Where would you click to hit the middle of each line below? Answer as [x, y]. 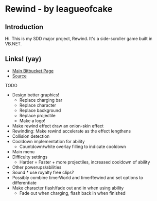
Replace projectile [37, 115]
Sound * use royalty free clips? [43, 172]
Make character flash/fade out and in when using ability [68, 188]
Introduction [24, 27]
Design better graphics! [36, 95]
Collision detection [31, 136]
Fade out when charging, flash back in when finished [72, 193]
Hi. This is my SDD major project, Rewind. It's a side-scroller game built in [79, 38]
